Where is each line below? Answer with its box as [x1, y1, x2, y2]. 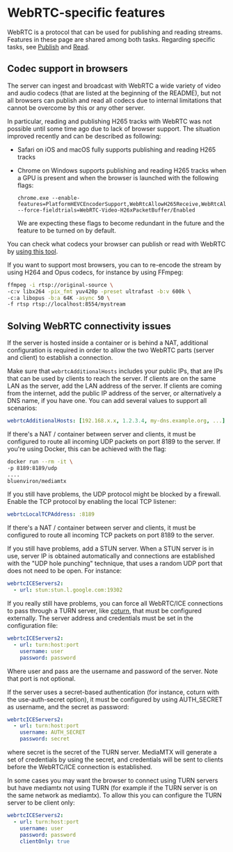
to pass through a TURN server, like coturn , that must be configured [7, 607, 202, 615]
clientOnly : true [19, 837, 70, 845]
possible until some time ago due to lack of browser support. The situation [7, 124, 220, 133]
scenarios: [7, 404, 38, 412]
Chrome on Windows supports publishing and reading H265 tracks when [17, 166, 227, 175]
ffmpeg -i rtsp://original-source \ [7, 281, 113, 288]
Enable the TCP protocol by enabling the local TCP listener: [7, 498, 177, 506]
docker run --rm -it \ [7, 458, 73, 465]
